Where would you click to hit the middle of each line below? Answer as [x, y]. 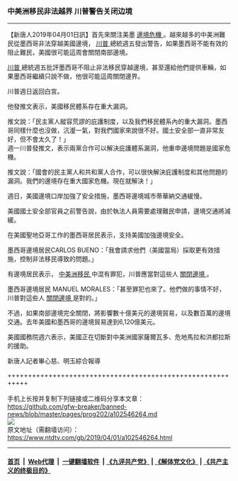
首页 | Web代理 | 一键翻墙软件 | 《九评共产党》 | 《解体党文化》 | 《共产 [115, 461]
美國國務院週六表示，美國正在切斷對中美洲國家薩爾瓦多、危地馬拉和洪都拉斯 [119, 337]
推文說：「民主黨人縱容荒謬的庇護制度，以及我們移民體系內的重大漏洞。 [111, 121]
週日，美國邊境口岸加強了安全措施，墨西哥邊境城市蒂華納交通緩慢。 [107, 196]
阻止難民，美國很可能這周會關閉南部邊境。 [69, 52]
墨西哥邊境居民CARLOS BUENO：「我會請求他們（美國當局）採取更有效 [111, 250]
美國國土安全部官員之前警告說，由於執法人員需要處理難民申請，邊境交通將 [116, 211]
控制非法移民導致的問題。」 [58, 259]
